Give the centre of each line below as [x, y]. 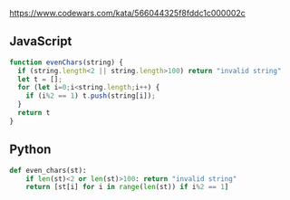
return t [34, 113]
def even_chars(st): [48, 170]
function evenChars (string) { [67, 62]
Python [30, 150]
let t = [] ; [40, 79]
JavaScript [41, 41]
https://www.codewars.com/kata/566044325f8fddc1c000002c [128, 13]
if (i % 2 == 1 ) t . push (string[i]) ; [91, 96]
